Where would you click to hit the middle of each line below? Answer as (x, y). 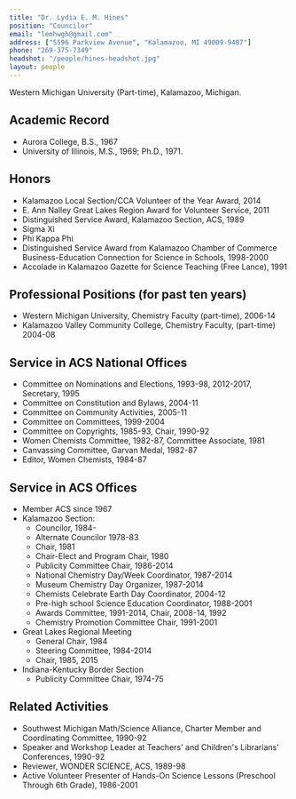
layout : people (37, 68)
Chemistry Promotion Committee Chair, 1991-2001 (126, 622)
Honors (30, 179)
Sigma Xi (38, 228)
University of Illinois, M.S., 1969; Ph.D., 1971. (102, 151)
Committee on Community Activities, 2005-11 (105, 412)
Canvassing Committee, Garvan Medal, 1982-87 (109, 451)
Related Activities (59, 707)
